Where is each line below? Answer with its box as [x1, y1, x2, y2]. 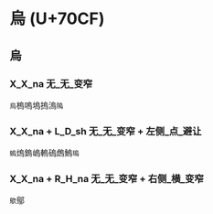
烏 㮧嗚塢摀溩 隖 [9, 100, 64, 111]
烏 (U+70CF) [9, 8, 105, 29]
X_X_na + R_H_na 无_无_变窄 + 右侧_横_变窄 [9, 173, 204, 186]
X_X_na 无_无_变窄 [9, 77, 93, 90]
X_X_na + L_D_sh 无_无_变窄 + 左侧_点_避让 [9, 124, 202, 137]
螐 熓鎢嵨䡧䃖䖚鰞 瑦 [9, 147, 80, 158]
